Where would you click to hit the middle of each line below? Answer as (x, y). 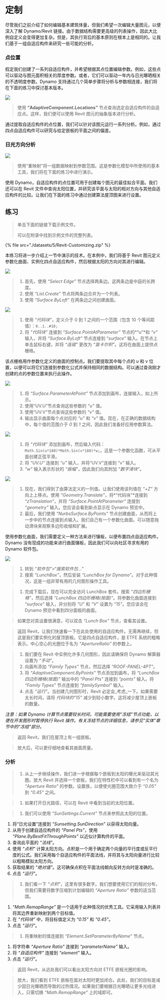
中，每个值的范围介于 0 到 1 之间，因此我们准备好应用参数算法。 (90, 425)
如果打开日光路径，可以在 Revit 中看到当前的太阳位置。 (81, 803)
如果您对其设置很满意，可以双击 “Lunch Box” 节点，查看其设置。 (83, 621)
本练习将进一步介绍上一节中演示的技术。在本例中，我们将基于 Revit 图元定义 (83, 255)
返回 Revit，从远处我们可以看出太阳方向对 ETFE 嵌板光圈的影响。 (83, 969)
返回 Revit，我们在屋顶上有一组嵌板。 (55, 737)
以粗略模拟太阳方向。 (34, 861)
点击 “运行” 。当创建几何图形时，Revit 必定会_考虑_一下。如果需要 (91, 691)
